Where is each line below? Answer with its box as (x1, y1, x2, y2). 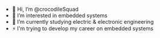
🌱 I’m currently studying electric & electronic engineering (11, 18, 154, 25)
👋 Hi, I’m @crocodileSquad (11, 6, 79, 12)
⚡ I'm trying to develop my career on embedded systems (11, 25, 154, 32)
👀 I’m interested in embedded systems (11, 12, 107, 19)
